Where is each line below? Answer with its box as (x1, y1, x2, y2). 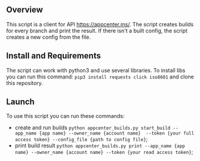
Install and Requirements (6, 51, 101, 61)
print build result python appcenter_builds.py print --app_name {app (14, 142, 185, 149)
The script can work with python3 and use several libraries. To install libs (6, 66, 186, 74)
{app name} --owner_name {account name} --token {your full (39, 130, 195, 136)
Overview (6, 5, 44, 15)
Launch (6, 97, 35, 107)
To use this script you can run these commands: (6, 113, 125, 120)
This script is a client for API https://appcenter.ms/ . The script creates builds (6, 20, 194, 28)
